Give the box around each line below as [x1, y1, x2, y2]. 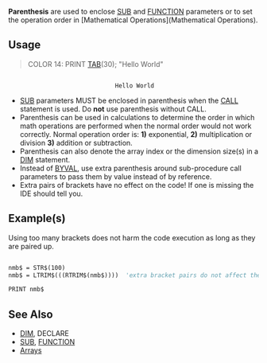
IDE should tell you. [19, 189, 83, 198]
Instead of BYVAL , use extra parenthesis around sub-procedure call [19, 163, 242, 173]
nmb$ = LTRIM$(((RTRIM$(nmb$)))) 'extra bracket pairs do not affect [8, 271, 247, 279]
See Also [8, 307, 53, 321]
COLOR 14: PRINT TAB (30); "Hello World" [27, 59, 164, 68]
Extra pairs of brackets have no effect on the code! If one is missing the [19, 180, 254, 189]
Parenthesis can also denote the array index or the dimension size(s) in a [19, 146, 259, 156]
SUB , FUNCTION [19, 338, 75, 347]
